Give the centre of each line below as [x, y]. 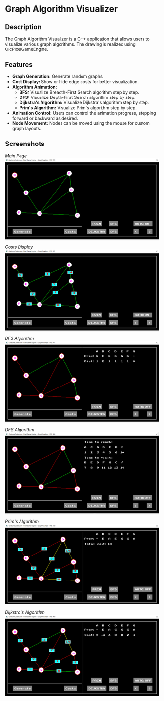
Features [19, 65]
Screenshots [25, 144]
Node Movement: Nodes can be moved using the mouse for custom [81, 123]
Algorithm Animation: [34, 87]
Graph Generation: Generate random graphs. [58, 76]
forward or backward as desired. [45, 118]
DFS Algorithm [20, 430]
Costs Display [19, 247]
